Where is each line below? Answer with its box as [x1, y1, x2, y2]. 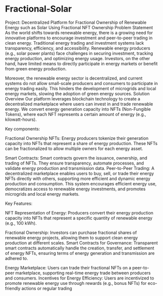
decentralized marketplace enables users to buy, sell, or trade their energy [5, 170, 154, 176]
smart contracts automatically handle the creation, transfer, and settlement [5, 245, 154, 251]
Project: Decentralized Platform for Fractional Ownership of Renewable [5, 19, 147, 25]
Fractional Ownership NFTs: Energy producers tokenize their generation [5, 135, 149, 141]
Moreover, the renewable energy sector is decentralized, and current [5, 75, 143, 81]
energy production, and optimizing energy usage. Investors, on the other [5, 55, 150, 61]
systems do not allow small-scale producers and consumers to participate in [5, 80, 158, 86]
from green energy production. [5, 66, 67, 71]
